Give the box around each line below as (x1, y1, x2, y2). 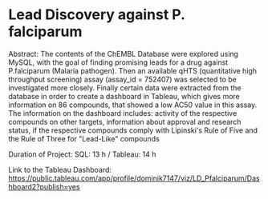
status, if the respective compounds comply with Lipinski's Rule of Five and (8, 125, 258, 135)
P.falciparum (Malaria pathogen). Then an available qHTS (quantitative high (8, 66, 258, 75)
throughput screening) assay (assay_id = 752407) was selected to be (8, 74, 237, 84)
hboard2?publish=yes (8, 181, 80, 191)
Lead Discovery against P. (8, 6, 185, 24)
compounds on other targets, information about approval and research (8, 117, 242, 126)
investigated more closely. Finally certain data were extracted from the (8, 82, 242, 93)
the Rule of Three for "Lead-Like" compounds (8, 133, 160, 143)
